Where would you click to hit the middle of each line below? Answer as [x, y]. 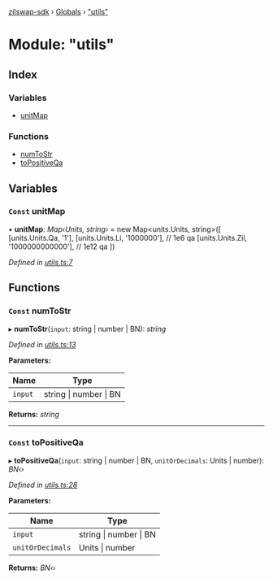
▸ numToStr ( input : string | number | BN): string [87, 329]
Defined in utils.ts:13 [42, 344]
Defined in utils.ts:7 [41, 262]
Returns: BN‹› [32, 568]
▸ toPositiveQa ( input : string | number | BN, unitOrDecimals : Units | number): [136, 460]
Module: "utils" [61, 45]
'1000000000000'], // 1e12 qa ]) [62, 246]
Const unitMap [37, 211]
